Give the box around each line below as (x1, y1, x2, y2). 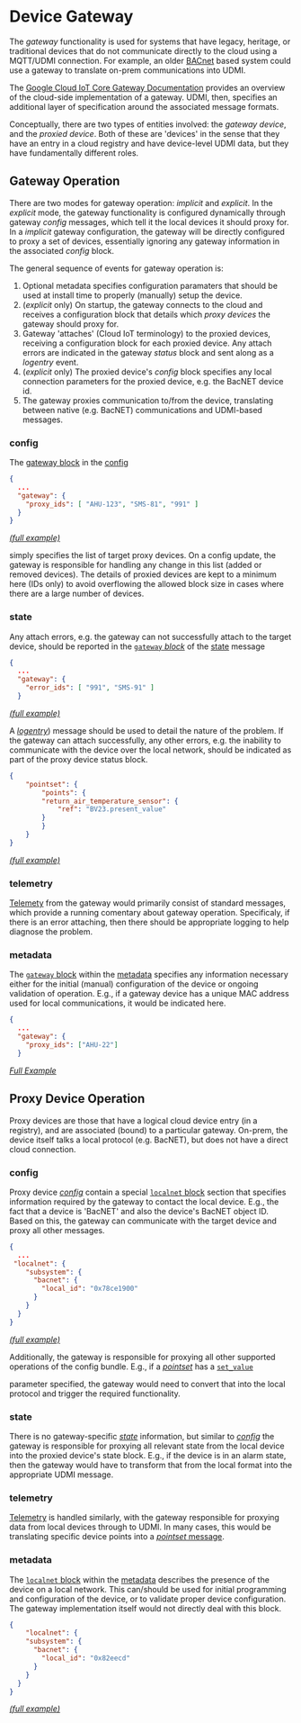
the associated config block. (9, 245, 115, 256)
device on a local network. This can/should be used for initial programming (9, 1583, 287, 1594)
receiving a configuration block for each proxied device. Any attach (22, 338, 272, 348)
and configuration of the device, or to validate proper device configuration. (9, 1593, 287, 1604)
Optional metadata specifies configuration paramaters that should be (22, 280, 279, 291)
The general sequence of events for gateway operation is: (9, 263, 224, 274)
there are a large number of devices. (9, 588, 145, 600)
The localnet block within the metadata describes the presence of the (9, 1574, 270, 1585)
